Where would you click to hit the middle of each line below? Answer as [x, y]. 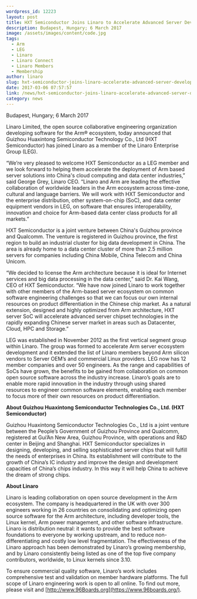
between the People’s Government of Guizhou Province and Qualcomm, [93, 431]
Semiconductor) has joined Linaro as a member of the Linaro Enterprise [92, 145]
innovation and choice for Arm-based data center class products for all [92, 213]
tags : [13, 39]
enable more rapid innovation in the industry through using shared [86, 384]
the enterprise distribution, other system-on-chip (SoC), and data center [94, 200]
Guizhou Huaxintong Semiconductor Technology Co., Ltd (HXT [82, 139]
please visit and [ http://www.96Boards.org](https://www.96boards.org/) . [94, 590]
